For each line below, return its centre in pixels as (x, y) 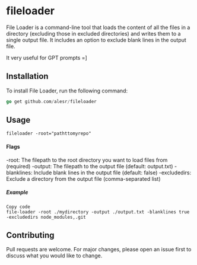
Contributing (30, 235)
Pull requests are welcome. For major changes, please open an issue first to (99, 250)
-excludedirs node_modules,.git (46, 217)
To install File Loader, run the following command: (67, 91)
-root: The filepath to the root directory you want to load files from (87, 160)
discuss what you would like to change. (54, 256)
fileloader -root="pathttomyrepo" (49, 134)
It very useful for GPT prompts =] (47, 58)
